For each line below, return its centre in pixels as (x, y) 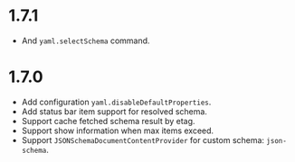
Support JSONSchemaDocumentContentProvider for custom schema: (143, 139)
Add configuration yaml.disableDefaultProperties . (116, 102)
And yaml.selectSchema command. (86, 40)
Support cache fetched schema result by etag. (108, 121)
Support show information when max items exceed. (118, 130)
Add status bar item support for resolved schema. (114, 111)
